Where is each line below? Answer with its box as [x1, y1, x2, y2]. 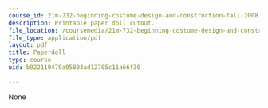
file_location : [8, 26, 59, 34]
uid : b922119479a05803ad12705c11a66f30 [8, 64, 141, 71]
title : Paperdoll [8, 48, 66, 56]
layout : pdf [8, 41, 48, 49]
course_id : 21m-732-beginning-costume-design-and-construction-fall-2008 [8, 11, 259, 20]
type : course [8, 56, 52, 64]
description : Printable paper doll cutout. [8, 19, 156, 27]
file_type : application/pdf [8, 33, 102, 42]
